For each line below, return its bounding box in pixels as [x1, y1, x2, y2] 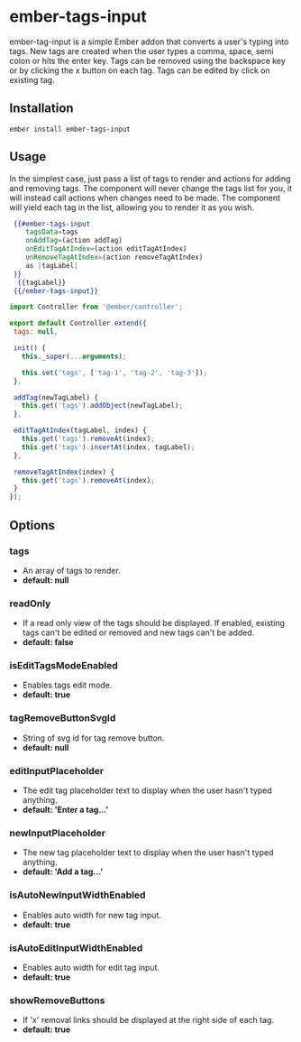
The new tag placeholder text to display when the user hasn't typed [22, 847, 274, 858]
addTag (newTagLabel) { [13, 392, 99, 402]
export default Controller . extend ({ [9, 318, 147, 328]
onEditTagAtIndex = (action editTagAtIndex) [25, 244, 187, 254]
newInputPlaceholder [9, 826, 106, 839]
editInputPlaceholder [9, 764, 105, 777]
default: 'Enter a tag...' [22, 805, 109, 816]
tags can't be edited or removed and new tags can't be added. [22, 627, 255, 638]
